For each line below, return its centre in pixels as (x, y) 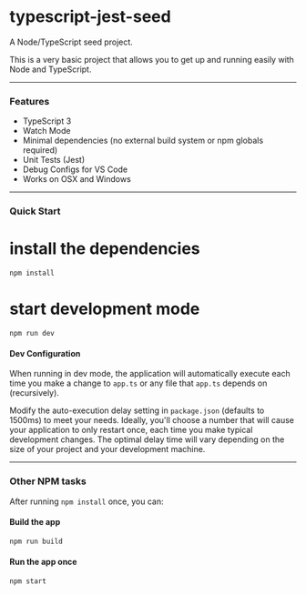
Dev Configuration (45, 353)
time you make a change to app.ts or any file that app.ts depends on (138, 383)
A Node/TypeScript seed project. (71, 42)
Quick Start (35, 211)
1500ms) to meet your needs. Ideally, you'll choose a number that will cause (152, 420)
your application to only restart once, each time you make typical (131, 430)
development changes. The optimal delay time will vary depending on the (147, 439)
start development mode (105, 309)
